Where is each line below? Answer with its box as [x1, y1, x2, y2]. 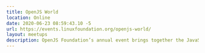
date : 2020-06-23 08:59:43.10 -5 [6, 20, 92, 26]
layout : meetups [6, 32, 48, 38]
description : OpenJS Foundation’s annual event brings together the [6, 37, 184, 43]
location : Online [6, 15, 51, 21]
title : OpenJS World [6, 9, 59, 15]
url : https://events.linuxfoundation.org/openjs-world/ [6, 26, 151, 32]
